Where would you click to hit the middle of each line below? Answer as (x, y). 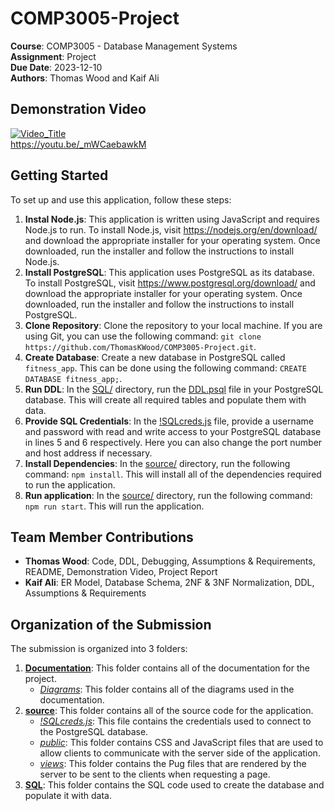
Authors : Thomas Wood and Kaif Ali (85, 78)
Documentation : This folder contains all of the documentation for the (167, 668)
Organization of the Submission (111, 624)
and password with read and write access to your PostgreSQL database (173, 431)
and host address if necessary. (88, 453)
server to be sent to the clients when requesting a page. (155, 774)
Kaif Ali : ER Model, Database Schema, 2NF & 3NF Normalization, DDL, (169, 583)
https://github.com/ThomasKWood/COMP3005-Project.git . (140, 346)
